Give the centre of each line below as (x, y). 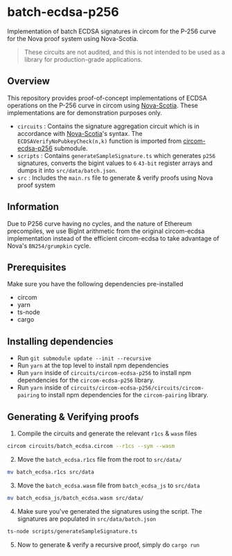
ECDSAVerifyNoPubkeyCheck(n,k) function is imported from (99, 141)
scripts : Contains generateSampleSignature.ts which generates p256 (116, 155)
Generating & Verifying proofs (73, 417)
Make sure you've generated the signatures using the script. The (109, 511)
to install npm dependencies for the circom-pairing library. (125, 395)
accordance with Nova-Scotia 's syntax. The (80, 133)
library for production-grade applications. (83, 59)
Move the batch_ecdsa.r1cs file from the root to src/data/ (99, 459)
